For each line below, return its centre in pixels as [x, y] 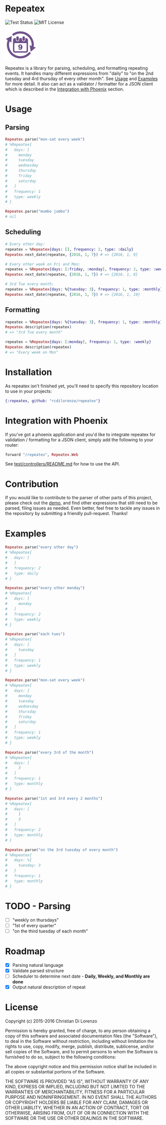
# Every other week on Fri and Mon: [43, 264]
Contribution [32, 484]
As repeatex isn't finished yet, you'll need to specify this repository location [82, 386]
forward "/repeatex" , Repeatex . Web [42, 455]
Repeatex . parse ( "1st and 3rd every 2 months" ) [54, 798]
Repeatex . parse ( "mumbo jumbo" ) [37, 211]
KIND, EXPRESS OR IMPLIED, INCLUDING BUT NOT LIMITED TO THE [75, 1086]
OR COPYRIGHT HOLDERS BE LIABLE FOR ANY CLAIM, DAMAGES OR [77, 1102]
